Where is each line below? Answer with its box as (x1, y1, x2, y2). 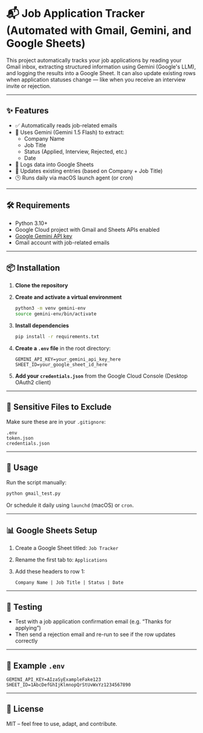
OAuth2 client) (14, 379, 51, 386)
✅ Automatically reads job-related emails (14, 121, 118, 129)
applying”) (14, 624, 41, 632)
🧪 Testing (6, 601, 43, 612)
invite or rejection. (6, 82, 51, 90)
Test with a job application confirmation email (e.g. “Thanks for (14, 618, 172, 625)
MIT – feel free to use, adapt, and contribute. (6, 720, 118, 727)
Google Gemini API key (14, 232, 72, 239)
